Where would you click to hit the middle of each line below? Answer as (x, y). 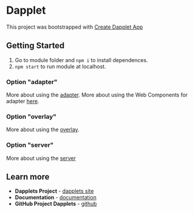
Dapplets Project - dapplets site (54, 191)
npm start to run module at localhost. (60, 66)
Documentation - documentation (56, 197)
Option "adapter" (32, 82)
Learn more (28, 177)
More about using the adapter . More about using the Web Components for (97, 95)
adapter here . (23, 101)
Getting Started (35, 46)
